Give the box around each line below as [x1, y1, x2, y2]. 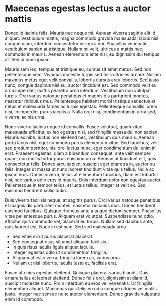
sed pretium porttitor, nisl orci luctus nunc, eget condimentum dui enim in [5, 145, 156, 151]
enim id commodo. [5, 296, 44, 302]
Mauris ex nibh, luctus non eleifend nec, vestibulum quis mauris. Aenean [5, 134, 155, 140]
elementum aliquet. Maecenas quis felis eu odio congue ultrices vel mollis [5, 285, 157, 291]
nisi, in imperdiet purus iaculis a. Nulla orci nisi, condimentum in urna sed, [5, 108, 156, 115]
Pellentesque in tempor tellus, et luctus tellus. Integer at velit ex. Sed [5, 182, 146, 188]
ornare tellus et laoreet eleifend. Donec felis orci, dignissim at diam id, [5, 275, 149, 281]
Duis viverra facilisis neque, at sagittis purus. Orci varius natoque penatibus [5, 197, 161, 203]
